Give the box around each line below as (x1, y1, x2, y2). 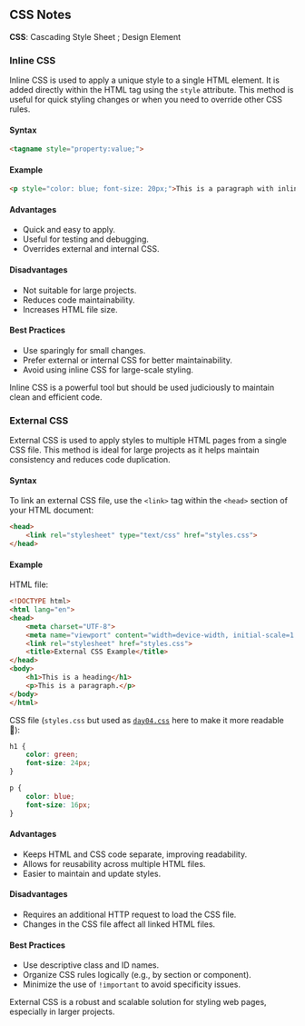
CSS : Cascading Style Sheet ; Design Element (9, 31, 182, 42)
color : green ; (25, 750, 79, 760)
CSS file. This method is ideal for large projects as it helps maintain (9, 444, 261, 455)
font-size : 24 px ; (25, 759, 92, 768)
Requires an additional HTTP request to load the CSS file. (22, 909, 237, 920)
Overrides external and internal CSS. (22, 244, 161, 254)
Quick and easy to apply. (22, 224, 116, 235)
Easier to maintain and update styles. (22, 868, 162, 879)
